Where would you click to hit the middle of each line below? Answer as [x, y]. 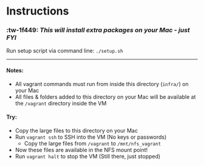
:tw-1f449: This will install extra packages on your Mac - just [98, 30]
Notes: [15, 70]
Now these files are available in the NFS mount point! [81, 150]
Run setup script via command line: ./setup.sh [65, 51]
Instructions [38, 11]
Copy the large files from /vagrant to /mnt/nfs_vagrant [93, 143]
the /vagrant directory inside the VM [61, 103]
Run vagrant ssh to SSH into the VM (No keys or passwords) [91, 137]
